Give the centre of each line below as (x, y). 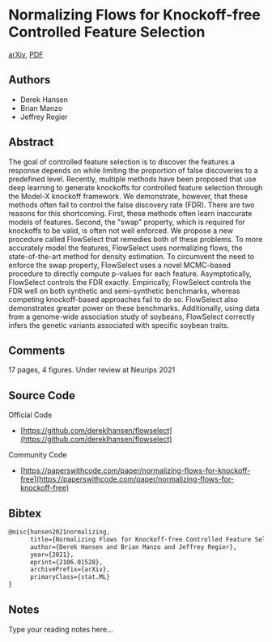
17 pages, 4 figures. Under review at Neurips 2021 (92, 370)
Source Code (42, 395)
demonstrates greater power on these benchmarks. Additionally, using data (134, 308)
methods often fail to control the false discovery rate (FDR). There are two (132, 205)
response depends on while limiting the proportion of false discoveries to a (133, 170)
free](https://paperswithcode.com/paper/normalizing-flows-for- (127, 479)
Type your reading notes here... (61, 629)
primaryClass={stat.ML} (70, 577)
